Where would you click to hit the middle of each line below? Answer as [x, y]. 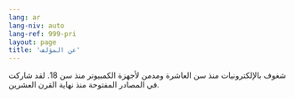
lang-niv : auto [37, 26]
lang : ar [25, 17]
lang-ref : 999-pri [42, 34]
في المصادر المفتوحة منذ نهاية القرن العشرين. [84, 85]
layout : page [33, 42]
